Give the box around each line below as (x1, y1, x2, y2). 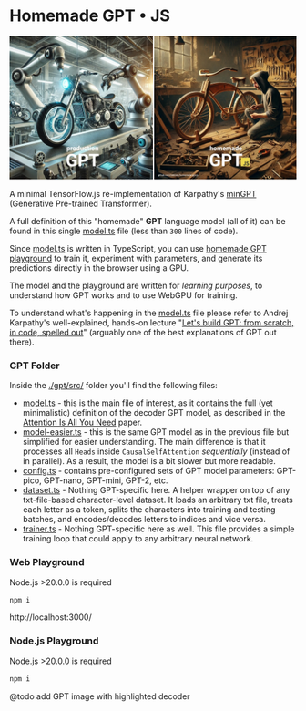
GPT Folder (9, 359, 60, 372)
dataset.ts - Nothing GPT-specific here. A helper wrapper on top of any (22, 485, 291, 496)
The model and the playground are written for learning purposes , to (9, 280, 263, 291)
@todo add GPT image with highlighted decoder (9, 690, 190, 702)
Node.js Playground (9, 634, 99, 647)
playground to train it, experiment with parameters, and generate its (9, 252, 263, 263)
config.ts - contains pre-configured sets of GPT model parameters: (22, 466, 275, 477)
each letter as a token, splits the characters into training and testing (22, 504, 276, 515)
